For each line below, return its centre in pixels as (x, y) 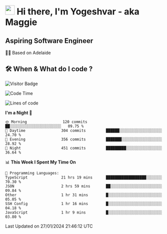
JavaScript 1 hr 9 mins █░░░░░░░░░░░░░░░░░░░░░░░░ (84, 212)
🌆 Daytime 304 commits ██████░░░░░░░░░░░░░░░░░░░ (84, 130)
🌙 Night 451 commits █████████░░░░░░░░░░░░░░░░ (84, 148)
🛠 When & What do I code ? (49, 69)
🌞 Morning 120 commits (46, 122)
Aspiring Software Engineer (49, 41)
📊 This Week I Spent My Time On (40, 162)
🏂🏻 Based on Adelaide (28, 53)
